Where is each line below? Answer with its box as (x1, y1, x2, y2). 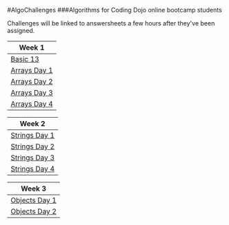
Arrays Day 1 (10, 65, 53, 75)
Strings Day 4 (10, 164, 55, 173)
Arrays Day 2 (10, 77, 53, 86)
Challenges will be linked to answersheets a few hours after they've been (7, 19, 215, 27)
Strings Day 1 (10, 131, 55, 140)
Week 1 (19, 43, 45, 52)
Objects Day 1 (10, 195, 57, 205)
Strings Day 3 (10, 153, 55, 162)
